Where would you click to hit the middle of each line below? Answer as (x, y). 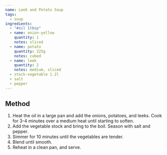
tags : (11, 14)
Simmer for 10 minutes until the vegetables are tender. (68, 137)
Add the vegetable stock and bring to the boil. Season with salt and (81, 126)
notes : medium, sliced (38, 70)
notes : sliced (29, 42)
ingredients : (19, 24)
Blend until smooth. (32, 142)
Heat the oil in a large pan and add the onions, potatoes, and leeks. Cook (87, 116)
